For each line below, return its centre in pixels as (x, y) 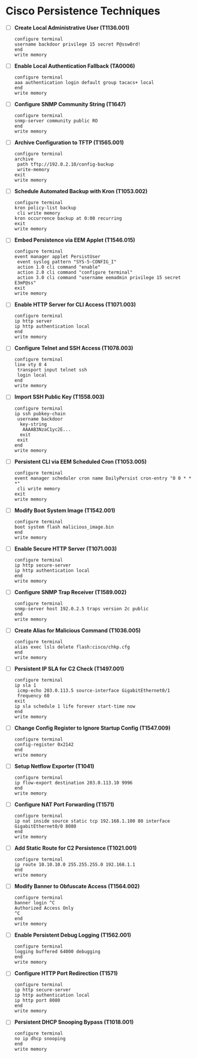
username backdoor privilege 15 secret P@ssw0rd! (78, 44)
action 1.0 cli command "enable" (59, 267)
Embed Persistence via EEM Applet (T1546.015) (75, 240)
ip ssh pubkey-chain (40, 413)
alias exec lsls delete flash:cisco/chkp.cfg (72, 647)
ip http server (33, 321)
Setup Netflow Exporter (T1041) (54, 766)
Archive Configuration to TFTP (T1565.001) (69, 143)
